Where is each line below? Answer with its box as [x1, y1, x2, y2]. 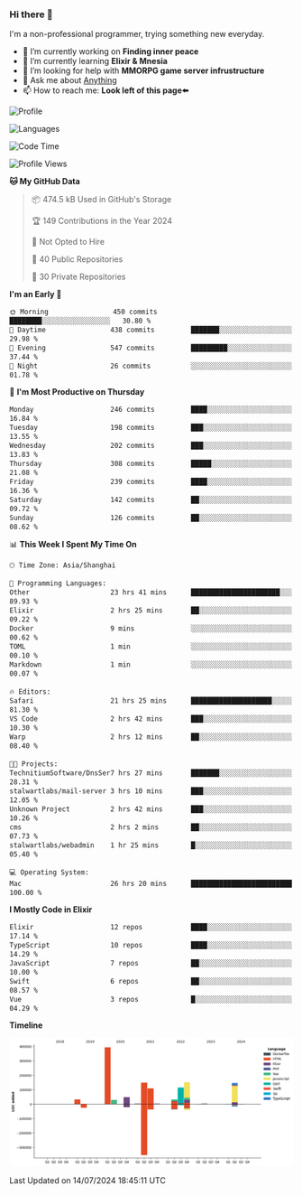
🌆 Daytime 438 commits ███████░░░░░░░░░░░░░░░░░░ [9, 325, 293, 335]
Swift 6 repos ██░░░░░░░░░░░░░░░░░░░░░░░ [9, 977, 293, 986]
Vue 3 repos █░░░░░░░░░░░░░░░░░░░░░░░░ [9, 995, 293, 1004]
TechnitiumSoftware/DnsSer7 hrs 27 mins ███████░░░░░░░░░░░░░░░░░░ [9, 769, 293, 778]
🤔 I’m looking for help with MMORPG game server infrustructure [22, 65, 265, 76]
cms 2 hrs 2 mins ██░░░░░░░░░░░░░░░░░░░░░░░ [9, 823, 293, 832]
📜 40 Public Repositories [31, 254, 124, 265]
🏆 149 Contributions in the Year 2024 [31, 216, 173, 227]
